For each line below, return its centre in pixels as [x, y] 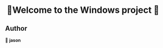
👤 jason [13, 40]
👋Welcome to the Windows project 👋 [83, 10]
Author [16, 28]
